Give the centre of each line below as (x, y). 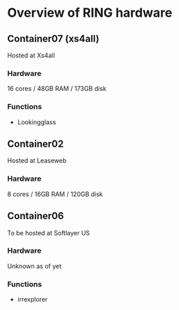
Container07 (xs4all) (53, 39)
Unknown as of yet (34, 266)
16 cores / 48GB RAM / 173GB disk (57, 89)
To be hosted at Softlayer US (49, 232)
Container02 (36, 143)
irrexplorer (33, 300)
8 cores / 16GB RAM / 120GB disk (55, 194)
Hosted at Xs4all (31, 55)
